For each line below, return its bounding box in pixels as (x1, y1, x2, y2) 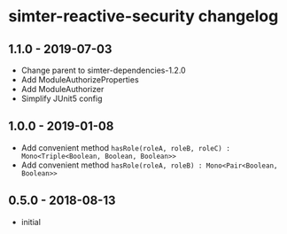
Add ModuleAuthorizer (20, 84, 105, 94)
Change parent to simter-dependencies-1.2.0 (20, 65, 187, 75)
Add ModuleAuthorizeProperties (20, 74, 139, 85)
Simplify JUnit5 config (20, 93, 103, 104)
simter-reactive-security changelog (8, 6, 279, 27)
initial (20, 216, 42, 227)
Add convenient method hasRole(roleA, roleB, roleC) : (20, 142, 231, 152)
